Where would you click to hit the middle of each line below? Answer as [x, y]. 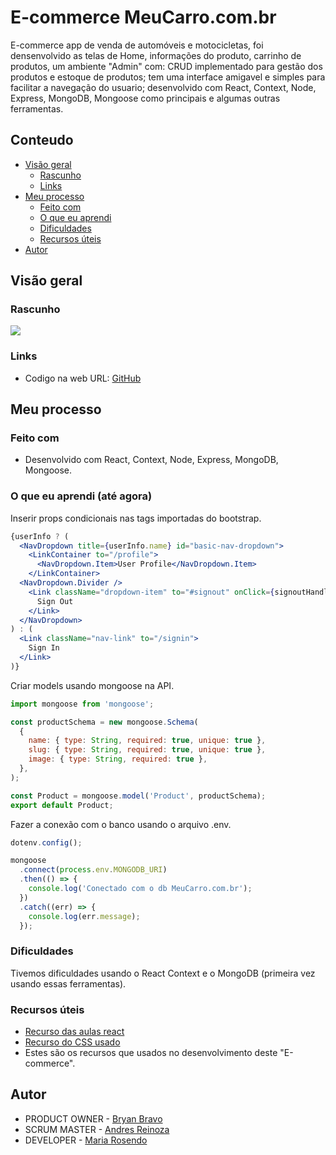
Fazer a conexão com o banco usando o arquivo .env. [121, 824]
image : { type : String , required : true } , [118, 759]
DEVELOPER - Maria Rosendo [86, 1140]
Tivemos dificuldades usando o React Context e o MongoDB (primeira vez [163, 973]
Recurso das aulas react [74, 1032]
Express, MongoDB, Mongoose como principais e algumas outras [145, 98]
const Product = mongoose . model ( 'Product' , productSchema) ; [138, 796]
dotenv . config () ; [46, 842]
